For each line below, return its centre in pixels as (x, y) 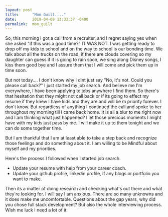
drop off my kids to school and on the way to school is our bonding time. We (84, 49)
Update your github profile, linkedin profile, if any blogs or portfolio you (86, 174)
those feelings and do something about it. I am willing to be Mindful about (81, 143)
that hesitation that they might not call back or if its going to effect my (77, 96)
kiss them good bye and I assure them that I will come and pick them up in (82, 65)
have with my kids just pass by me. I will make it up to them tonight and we (82, 123)
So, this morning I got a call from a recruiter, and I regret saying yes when (81, 38)
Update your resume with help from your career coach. (69, 168)
